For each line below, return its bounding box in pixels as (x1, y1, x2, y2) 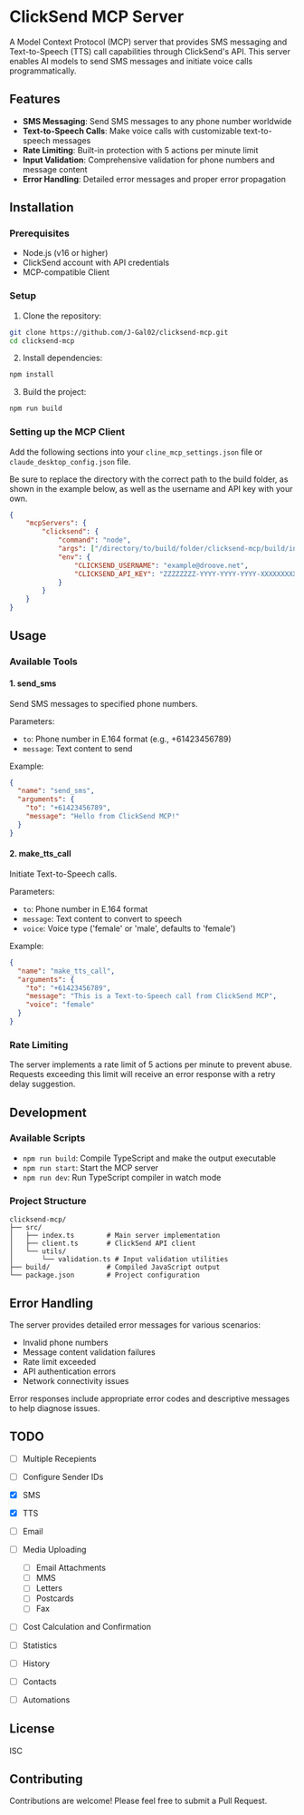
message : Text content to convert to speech (22, 913, 183, 924)
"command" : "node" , (57, 535, 131, 545)
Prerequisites (9, 227, 70, 240)
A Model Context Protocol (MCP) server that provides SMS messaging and (9, 36, 288, 47)
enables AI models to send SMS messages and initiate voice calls (9, 55, 253, 66)
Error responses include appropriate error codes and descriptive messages (9, 1393, 290, 1404)
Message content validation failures (22, 1346, 156, 1358)
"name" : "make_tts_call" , (17, 966, 116, 976)
